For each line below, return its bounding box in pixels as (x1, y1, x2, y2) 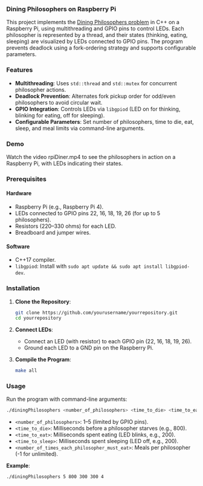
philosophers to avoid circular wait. (14, 99, 103, 106)
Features (6, 66, 33, 74)
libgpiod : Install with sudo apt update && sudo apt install (14, 262, 163, 270)
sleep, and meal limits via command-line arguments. (14, 125, 145, 132)
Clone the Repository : (14, 298, 71, 305)
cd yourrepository (14, 315, 62, 322)
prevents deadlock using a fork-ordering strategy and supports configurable (6, 44, 196, 51)
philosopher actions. (14, 86, 66, 93)
